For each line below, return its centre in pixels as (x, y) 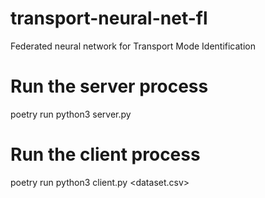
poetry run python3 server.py (71, 114)
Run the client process (105, 154)
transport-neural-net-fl (109, 18)
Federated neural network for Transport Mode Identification (133, 46)
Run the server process (109, 86)
